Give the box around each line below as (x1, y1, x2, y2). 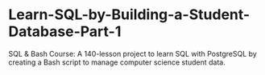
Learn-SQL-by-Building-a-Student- (8, 6, 251, 24)
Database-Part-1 (8, 22, 122, 41)
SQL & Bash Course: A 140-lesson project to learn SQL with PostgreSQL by (8, 49, 258, 58)
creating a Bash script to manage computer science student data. (8, 57, 226, 67)
